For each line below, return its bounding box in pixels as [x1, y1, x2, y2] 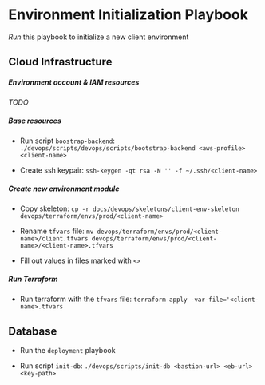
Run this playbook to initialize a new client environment [8, 32, 189, 42]
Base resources [8, 116, 61, 125]
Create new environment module [8, 184, 120, 193]
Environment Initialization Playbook [8, 6, 249, 24]
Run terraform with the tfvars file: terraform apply [19, 294, 188, 304]
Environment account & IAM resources [8, 77, 140, 87]
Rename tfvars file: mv [19, 226, 94, 236]
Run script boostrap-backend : [19, 136, 116, 145]
